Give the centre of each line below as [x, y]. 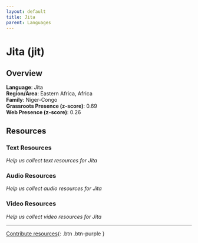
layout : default [26, 11]
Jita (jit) [26, 51]
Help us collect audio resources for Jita [54, 188]
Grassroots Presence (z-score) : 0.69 [52, 106]
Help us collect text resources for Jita [52, 161]
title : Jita [21, 17]
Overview [24, 73]
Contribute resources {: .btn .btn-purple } [55, 234]
